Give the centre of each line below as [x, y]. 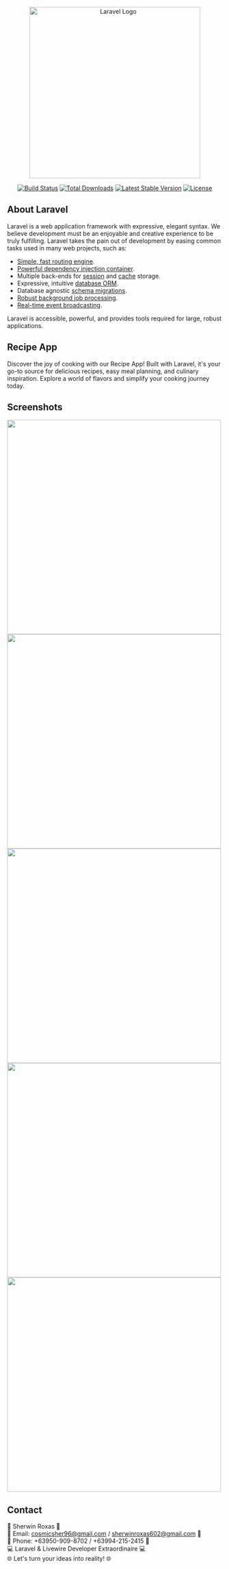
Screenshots [35, 407]
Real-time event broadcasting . [59, 305]
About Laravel [38, 210]
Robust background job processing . [67, 298]
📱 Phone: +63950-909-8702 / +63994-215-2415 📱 [78, 1541]
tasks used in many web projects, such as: [67, 248]
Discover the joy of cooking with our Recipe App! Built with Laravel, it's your [114, 364]
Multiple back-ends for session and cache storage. [89, 276]
